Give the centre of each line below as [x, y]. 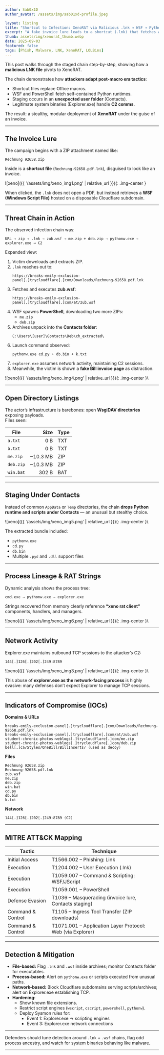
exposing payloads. [25, 415]
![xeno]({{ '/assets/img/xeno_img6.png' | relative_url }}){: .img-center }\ [77, 621]
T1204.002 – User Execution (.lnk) [92, 868]
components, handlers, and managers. [44, 611]
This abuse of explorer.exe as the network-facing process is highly [74, 680]
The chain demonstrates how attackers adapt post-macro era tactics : [76, 79]
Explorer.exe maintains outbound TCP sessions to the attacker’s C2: [73, 653]
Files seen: [16, 420]
